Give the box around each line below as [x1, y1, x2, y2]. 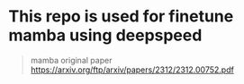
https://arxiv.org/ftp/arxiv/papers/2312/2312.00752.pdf [30, 64, 235, 75]
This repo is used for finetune [8, 6, 234, 27]
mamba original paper [30, 55, 113, 65]
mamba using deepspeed [8, 25, 203, 46]
